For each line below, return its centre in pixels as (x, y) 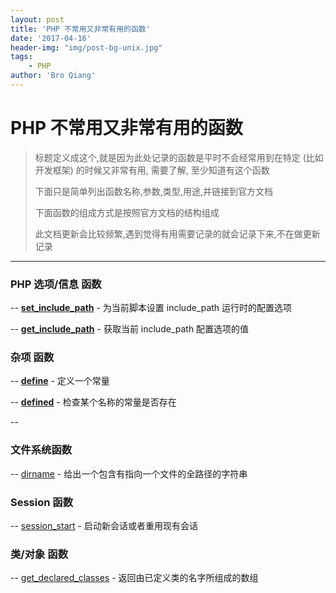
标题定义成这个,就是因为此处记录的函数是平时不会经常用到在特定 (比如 (179, 157)
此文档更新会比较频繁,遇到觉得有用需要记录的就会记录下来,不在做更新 (177, 233)
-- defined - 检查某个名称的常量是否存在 (93, 402)
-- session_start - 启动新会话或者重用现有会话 (104, 525)
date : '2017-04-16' (51, 38)
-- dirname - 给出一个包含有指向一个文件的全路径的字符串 (129, 473)
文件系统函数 (41, 450)
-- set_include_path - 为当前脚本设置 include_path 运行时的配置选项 (151, 308)
